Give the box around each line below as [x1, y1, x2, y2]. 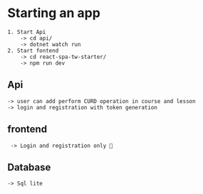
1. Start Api [7, 28, 46, 36]
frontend [7, 123, 48, 136]
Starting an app [7, 5, 101, 21]
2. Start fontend [7, 47, 59, 54]
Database [7, 161, 51, 173]
